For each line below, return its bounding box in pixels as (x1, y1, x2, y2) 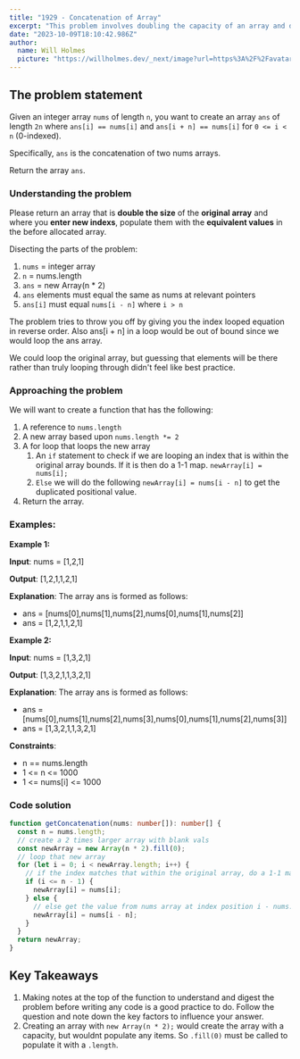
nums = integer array (21, 261, 96, 272)
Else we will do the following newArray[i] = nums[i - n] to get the (35, 477, 280, 488)
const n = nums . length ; (17, 827, 105, 836)
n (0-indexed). (9, 130, 62, 141)
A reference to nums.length (21, 421, 122, 433)
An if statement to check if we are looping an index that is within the (35, 450, 289, 461)
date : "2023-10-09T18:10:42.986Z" (9, 29, 138, 38)
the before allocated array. (9, 227, 107, 238)
